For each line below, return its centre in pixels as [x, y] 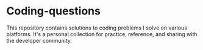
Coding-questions [53, 11]
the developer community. [39, 40]
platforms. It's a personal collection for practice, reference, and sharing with [102, 34]
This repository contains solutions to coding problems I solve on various [97, 28]
